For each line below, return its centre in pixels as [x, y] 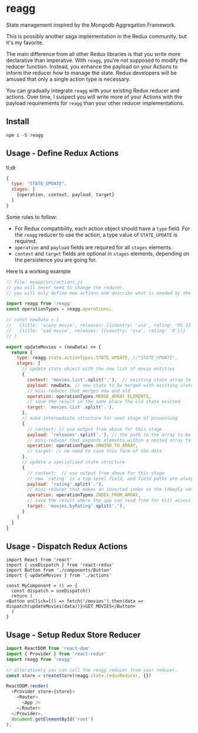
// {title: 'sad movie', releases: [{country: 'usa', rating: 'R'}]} [96, 330]
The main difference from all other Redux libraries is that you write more [93, 54]
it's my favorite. [25, 42]
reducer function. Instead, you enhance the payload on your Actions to [92, 66]
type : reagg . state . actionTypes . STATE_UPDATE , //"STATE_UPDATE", [97, 358]
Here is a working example [38, 271]
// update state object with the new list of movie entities [98, 369]
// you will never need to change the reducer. [66, 287]
